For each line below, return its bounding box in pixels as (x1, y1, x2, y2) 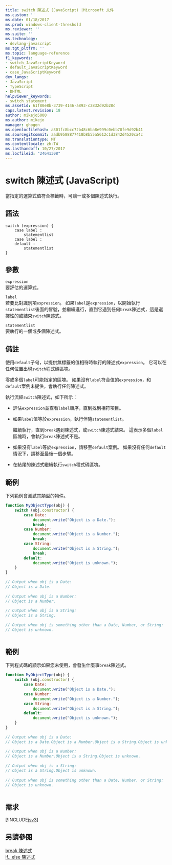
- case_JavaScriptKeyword (5, 70, 60, 75)
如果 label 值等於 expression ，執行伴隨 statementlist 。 (12, 416, 127, 422)
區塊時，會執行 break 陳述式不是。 (12, 433, 83, 440)
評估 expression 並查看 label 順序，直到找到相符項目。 (12, 405, 124, 411)
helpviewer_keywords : (5, 94, 52, 99)
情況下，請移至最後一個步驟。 (12, 450, 76, 457)
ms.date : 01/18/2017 (5, 17, 50, 22)
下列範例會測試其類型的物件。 (5, 493, 68, 499)
